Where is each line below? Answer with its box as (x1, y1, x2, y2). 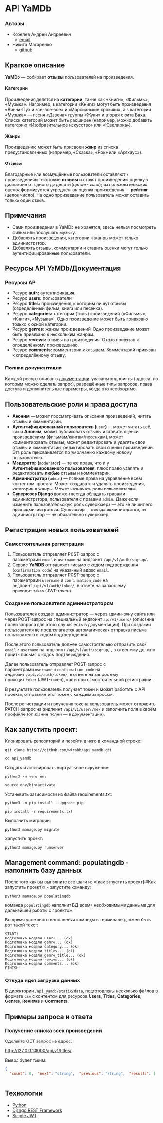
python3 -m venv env (5, 774, 47, 779)
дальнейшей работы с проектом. (5, 907, 74, 913)
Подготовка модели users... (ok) (5, 936, 73, 941)
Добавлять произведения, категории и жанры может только (12, 235, 139, 241)
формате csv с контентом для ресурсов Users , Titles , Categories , (5, 993, 142, 999)
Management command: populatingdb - (5, 858, 129, 867)
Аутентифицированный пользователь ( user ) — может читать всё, (12, 423, 152, 429)
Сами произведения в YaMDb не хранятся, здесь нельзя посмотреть (12, 224, 157, 230)
